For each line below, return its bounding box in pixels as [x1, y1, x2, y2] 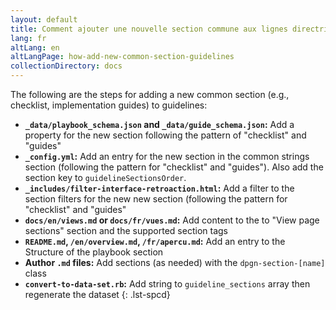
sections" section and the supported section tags [24, 225, 228, 236]
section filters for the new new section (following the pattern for [24, 193, 288, 205]
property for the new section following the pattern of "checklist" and [24, 129, 307, 141]
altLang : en [10, 42, 60, 53]
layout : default [10, 14, 78, 25]
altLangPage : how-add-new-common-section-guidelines [10, 52, 235, 62]
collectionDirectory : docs [10, 61, 123, 71]
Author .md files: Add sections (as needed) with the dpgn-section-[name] [24, 257, 326, 268]
